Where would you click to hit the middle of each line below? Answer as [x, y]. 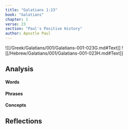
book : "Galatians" [25, 15]
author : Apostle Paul [28, 33]
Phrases [14, 94]
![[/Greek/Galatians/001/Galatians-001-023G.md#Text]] [63, 48]
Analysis [19, 69]
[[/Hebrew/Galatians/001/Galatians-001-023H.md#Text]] [64, 53]
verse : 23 [16, 24]
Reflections [24, 121]
